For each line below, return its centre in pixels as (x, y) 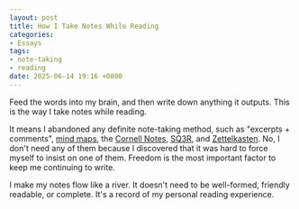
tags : (19, 51)
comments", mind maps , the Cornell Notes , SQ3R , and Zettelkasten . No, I (145, 138)
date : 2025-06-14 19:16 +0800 (66, 77)
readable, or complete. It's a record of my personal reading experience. (142, 194)
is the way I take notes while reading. (78, 111)
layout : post (34, 18)
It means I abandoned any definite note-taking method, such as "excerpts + (150, 129)
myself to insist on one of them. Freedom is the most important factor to (143, 158)
